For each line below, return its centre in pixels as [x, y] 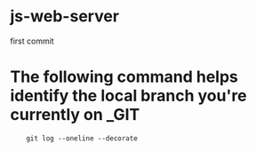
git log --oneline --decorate [82, 138]
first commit [32, 41]
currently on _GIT [75, 115]
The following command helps [124, 77]
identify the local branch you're [128, 96]
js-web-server [64, 16]
